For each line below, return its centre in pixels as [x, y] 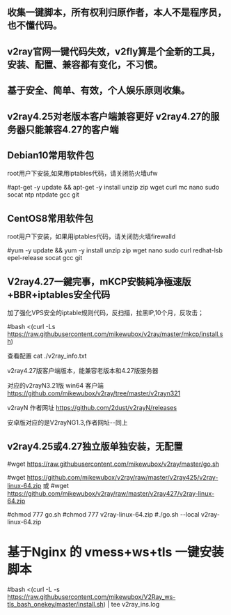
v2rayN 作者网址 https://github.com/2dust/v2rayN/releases [92, 408]
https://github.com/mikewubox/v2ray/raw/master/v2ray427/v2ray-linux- [111, 493]
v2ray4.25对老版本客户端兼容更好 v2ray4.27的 [109, 116]
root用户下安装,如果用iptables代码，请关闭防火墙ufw [82, 174]
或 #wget [56, 485]
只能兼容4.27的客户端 [72, 129]
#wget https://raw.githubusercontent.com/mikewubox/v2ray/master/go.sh [113, 464]
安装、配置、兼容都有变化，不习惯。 [85, 64]
